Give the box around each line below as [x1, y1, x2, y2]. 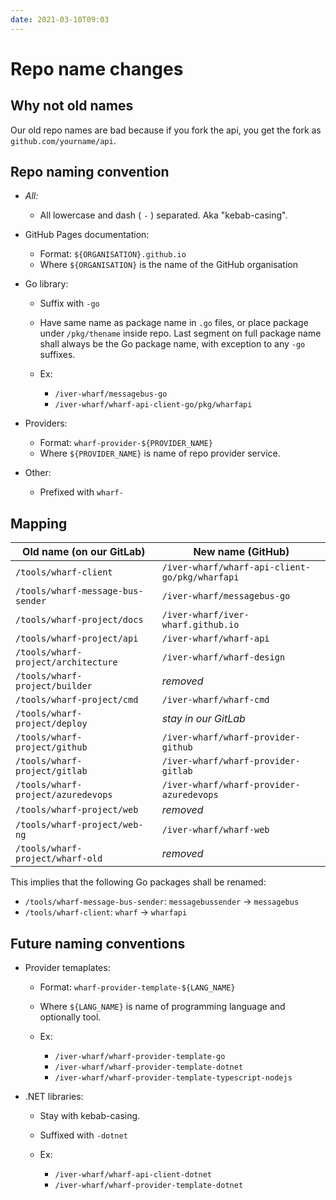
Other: [24, 467, 52, 479]
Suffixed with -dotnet [39, 1129, 128, 1141]
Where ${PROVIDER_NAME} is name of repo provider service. [39, 447, 281, 460]
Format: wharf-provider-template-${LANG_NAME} [39, 981, 236, 993]
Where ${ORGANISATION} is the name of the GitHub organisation [39, 259, 298, 271]
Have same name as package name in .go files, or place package [39, 317, 309, 329]
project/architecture [15, 657, 118, 668]
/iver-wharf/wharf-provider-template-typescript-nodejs [54, 1073, 293, 1083]
